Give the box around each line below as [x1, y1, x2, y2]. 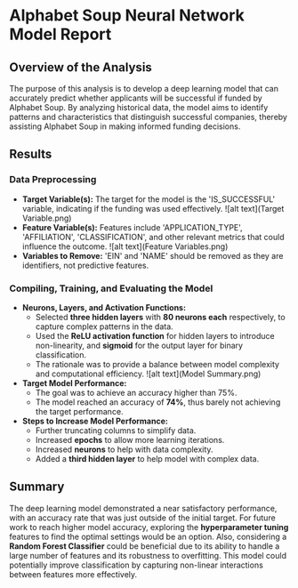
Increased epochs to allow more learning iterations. [35, 434, 225, 445]
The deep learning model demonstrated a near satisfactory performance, [9, 503, 278, 513]
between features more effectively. [9, 568, 138, 579]
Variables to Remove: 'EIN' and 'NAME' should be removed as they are [21, 250, 284, 261]
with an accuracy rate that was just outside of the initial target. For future [9, 512, 276, 523]
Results [9, 147, 52, 162]
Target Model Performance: [21, 377, 127, 388]
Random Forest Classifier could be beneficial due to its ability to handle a [9, 540, 280, 552]
